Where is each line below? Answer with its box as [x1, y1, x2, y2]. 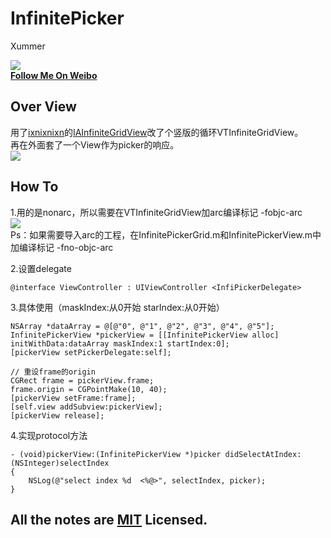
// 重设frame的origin [10, 367, 96, 377]
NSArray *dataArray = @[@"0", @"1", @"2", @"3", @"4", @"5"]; [10, 321, 275, 331]
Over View [10, 98, 77, 116]
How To [10, 178, 59, 196]
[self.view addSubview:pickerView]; [10, 402, 163, 412]
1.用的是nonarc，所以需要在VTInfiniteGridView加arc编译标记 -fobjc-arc [10, 206, 303, 218]
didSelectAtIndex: [224, 449, 302, 459]
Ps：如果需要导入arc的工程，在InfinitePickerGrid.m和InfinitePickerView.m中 [10, 228, 322, 241]
